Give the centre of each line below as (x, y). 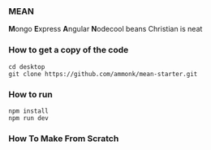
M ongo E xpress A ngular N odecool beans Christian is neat (105, 29)
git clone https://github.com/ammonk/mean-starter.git (103, 74)
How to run (30, 94)
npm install (28, 111)
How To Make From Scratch (64, 138)
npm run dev (28, 118)
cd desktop (27, 66)
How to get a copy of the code (69, 50)
